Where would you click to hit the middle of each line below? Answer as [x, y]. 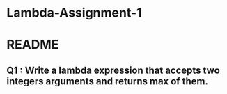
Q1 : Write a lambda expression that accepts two [113, 70]
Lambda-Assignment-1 [74, 13]
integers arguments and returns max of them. [107, 81]
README [33, 45]
